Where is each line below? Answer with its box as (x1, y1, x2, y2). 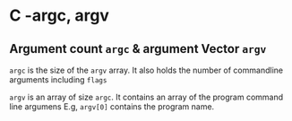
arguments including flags (9, 74, 107, 85)
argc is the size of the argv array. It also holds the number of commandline (9, 65, 284, 75)
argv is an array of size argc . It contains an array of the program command (9, 91, 284, 102)
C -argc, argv (9, 5, 110, 26)
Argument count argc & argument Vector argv (9, 41, 267, 56)
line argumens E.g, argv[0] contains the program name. (9, 101, 215, 112)
